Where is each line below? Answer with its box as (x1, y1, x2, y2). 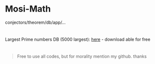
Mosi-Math (5, 3, 51, 15)
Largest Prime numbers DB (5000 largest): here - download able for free (5, 36, 151, 42)
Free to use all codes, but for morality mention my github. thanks (17, 53, 147, 59)
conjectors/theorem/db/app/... (5, 19, 66, 25)
